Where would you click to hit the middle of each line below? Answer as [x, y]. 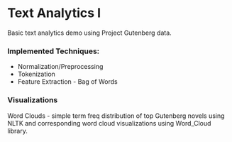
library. [18, 131]
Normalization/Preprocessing [60, 67]
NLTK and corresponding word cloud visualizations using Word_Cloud [109, 123]
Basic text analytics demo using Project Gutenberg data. [89, 33]
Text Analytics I [54, 13]
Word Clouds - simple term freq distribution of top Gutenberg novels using [116, 116]
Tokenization [36, 74]
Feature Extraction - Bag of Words [68, 82]
